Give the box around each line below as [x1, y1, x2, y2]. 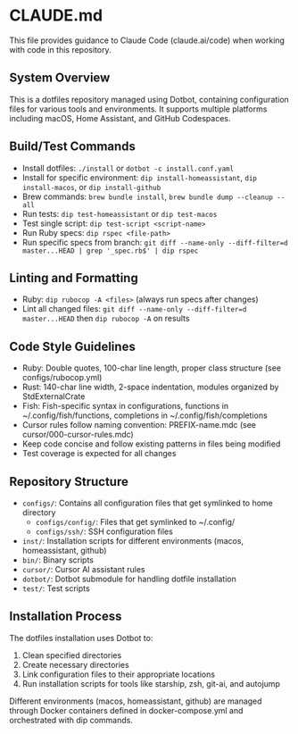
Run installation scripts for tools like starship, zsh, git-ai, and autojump [21, 678, 281, 688]
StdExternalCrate [21, 391, 86, 402]
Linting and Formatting [9, 270, 138, 286]
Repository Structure [9, 474, 129, 489]
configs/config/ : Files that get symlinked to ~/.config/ [35, 517, 236, 527]
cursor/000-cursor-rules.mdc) [21, 430, 134, 440]
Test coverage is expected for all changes [21, 448, 177, 459]
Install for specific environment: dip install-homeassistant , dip [21, 171, 257, 183]
